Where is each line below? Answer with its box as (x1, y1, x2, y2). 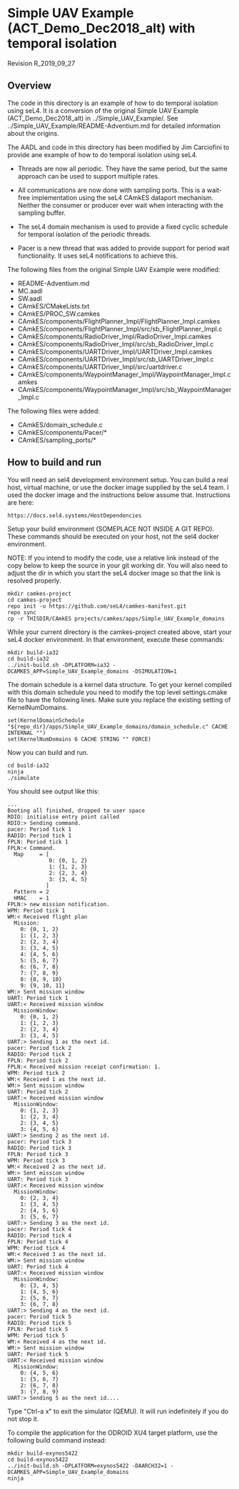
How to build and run (7, 456, 102, 468)
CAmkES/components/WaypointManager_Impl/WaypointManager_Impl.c (17, 370, 231, 378)
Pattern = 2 (14, 888, 50, 896)
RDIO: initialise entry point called (7, 813, 120, 821)
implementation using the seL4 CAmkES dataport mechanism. (31, 193, 214, 201)
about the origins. (7, 129, 59, 137)
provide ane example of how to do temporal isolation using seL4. (7, 150, 198, 159)
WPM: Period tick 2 (7, 1069, 66, 1076)
